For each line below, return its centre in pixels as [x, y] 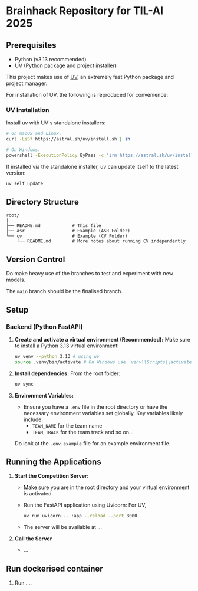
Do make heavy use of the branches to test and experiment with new [90, 274]
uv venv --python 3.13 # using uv [57, 356]
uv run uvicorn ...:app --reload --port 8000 [80, 516]
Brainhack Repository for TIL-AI [85, 11]
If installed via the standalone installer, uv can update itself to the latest [92, 166]
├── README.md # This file [54, 226]
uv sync [24, 384]
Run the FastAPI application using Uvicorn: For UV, [85, 505]
